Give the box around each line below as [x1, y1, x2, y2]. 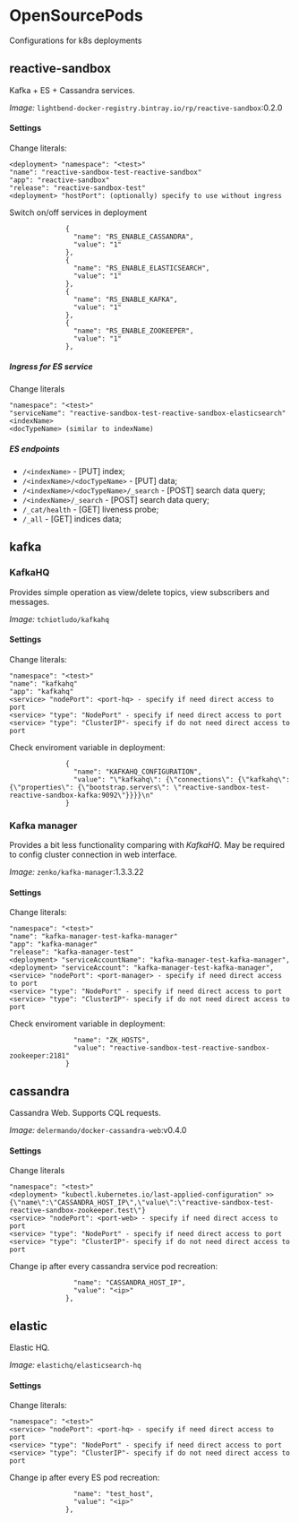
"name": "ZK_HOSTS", [73, 1036, 150, 1045]
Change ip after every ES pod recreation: [9, 1472, 160, 1483]
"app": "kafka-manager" [9, 940, 98, 949]
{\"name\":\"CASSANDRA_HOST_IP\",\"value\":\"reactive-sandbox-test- [9, 1198, 275, 1207]
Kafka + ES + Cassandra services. [9, 84, 136, 95]
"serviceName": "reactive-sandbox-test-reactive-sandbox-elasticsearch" [9, 409, 286, 418]
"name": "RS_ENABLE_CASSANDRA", [73, 232, 194, 241]
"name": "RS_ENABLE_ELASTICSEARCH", [73, 264, 210, 272]
